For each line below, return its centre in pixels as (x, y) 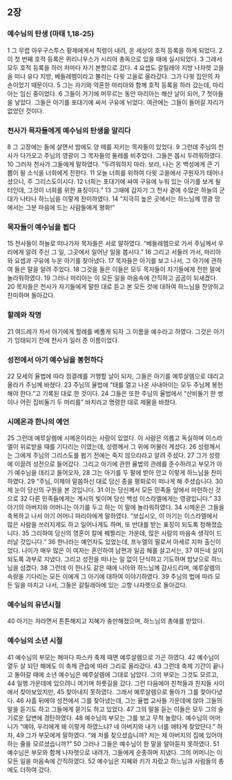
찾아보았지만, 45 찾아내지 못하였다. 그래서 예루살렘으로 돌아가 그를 (109, 691)
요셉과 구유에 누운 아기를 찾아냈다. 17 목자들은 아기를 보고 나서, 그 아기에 (112, 261)
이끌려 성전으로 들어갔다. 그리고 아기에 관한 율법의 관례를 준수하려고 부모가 (115, 464)
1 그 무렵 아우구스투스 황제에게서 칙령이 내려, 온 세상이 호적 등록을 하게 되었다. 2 (115, 50)
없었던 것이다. (26, 111)
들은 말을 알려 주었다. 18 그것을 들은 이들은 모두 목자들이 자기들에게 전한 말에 (117, 269)
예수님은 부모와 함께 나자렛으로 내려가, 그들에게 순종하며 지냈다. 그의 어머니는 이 (115, 752)
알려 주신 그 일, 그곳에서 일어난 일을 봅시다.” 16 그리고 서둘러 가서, (114, 252)
